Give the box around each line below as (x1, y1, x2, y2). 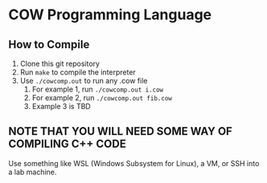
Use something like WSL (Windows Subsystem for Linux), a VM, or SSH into (8, 158, 260, 168)
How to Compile (8, 38, 90, 51)
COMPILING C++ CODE (8, 137, 126, 151)
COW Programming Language (8, 6, 212, 24)
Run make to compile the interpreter (19, 67, 137, 77)
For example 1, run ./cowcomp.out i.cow (31, 84, 164, 94)
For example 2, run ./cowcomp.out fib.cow (31, 93, 173, 102)
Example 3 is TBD (31, 102, 91, 111)
